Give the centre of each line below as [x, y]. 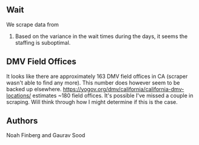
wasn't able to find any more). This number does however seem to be [93, 82]
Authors [22, 121]
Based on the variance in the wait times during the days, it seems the [101, 36]
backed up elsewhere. [34, 89]
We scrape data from [33, 24]
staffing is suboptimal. [43, 42]
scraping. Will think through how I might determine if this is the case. [92, 101]
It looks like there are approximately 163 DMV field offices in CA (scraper [97, 76]
